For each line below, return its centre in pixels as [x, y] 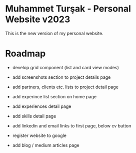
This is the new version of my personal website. [54, 33]
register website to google [39, 135]
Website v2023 [38, 19]
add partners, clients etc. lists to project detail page [65, 87]
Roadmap [25, 54]
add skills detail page [34, 116]
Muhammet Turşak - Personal [68, 9]
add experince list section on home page [54, 96]
